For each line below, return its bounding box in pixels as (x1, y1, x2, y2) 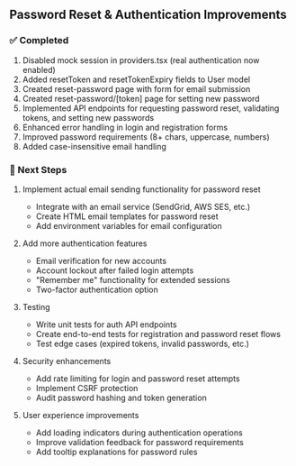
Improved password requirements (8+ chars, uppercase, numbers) (22, 131, 270, 142)
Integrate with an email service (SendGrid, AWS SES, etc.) (35, 201, 251, 212)
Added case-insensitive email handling (22, 141, 166, 151)
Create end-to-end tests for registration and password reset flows (35, 328, 282, 339)
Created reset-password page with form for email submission (22, 83, 251, 94)
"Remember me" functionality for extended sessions (35, 274, 231, 285)
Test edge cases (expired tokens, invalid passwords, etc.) (35, 338, 250, 349)
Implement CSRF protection (35, 382, 139, 393)
